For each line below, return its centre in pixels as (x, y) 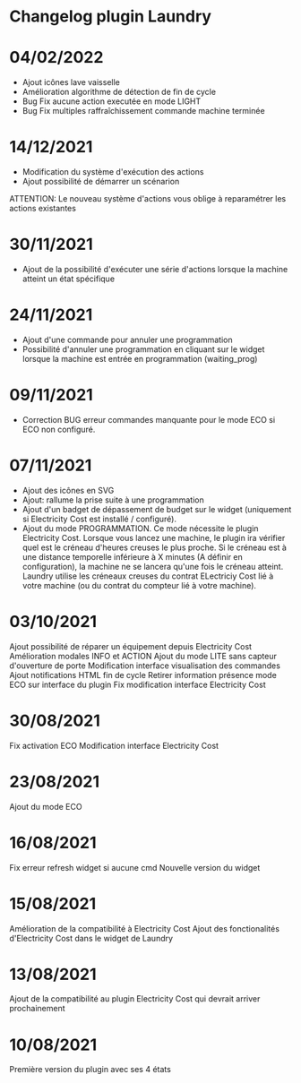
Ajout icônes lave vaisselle (71, 82)
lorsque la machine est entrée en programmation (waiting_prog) (140, 358)
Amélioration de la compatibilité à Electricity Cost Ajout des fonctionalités (145, 928)
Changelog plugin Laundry (111, 17)
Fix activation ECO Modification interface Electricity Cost (114, 745)
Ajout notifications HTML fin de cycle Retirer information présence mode (143, 675)
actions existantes (43, 209)
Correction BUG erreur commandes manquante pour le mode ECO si (149, 419)
